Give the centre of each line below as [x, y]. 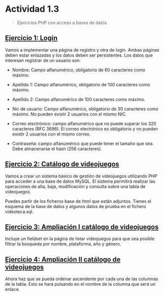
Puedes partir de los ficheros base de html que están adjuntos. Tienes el [78, 201]
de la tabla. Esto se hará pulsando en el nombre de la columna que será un [80, 284]
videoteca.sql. [19, 212]
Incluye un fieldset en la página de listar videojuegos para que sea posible [80, 239]
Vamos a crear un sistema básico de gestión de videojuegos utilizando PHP [81, 176]
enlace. [12, 289]
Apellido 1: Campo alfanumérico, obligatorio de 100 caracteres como [81, 84]
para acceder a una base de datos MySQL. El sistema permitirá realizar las [80, 181]
